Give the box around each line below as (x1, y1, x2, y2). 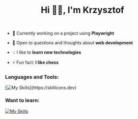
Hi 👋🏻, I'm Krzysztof (41, 4, 124, 16)
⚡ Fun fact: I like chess (12, 59, 59, 65)
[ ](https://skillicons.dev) (5, 85, 77, 90)
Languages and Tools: (5, 73, 59, 80)
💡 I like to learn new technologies (12, 49, 82, 55)
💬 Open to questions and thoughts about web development (12, 39, 133, 46)
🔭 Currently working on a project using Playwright (12, 30, 114, 36)
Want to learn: (5, 97, 40, 104)
